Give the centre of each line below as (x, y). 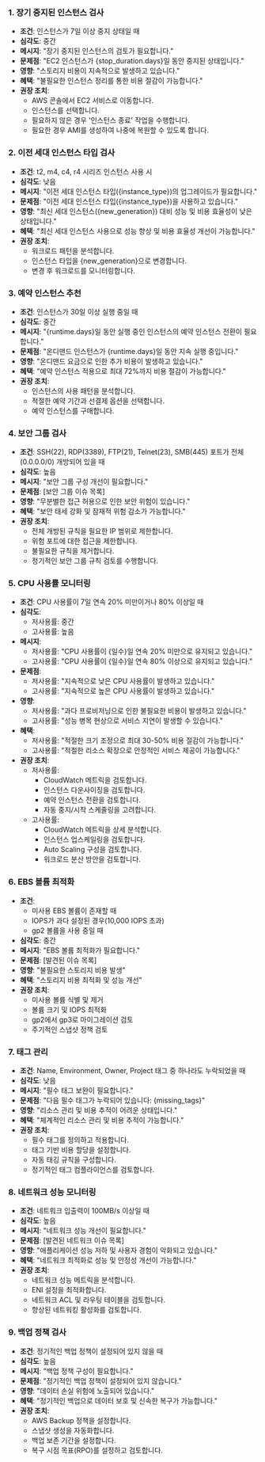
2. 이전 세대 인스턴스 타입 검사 (62, 153)
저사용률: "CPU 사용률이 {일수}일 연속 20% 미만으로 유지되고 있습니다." (142, 652)
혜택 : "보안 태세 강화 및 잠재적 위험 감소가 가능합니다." (102, 512)
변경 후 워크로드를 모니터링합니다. (83, 270)
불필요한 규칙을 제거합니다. (73, 551)
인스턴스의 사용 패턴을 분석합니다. (83, 390)
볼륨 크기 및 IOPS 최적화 (69, 1009)
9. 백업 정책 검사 (38, 1332)
